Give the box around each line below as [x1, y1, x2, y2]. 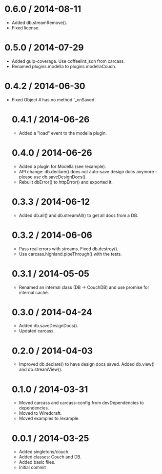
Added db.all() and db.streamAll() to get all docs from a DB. [19, 212, 139, 218]
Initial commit [19, 464, 46, 471]
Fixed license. [11, 24, 40, 30]
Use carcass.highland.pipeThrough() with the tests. [19, 251, 122, 257]
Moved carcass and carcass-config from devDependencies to [19, 400, 144, 406]
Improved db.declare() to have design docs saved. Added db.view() [19, 361, 155, 367]
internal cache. [19, 289, 49, 295]
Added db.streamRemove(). [11, 20, 68, 25]
